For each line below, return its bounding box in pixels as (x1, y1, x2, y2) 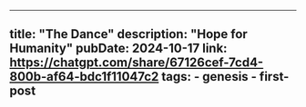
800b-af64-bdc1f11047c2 (9, 69, 159, 84)
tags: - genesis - (160, 69, 258, 84)
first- (259, 69, 290, 84)
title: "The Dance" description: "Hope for (9, 26, 248, 42)
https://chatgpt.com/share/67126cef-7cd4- (9, 55, 264, 71)
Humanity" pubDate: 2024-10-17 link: (9, 41, 228, 56)
